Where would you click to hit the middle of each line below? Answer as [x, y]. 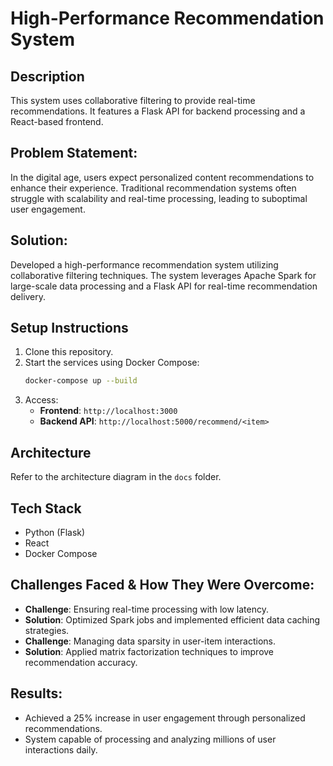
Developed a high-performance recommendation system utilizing [144, 264]
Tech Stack [46, 508]
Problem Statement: [74, 153]
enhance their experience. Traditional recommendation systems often [153, 188]
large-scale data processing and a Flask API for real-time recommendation [164, 286]
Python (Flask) [55, 532]
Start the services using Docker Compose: [112, 363]
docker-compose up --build [81, 381]
